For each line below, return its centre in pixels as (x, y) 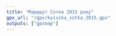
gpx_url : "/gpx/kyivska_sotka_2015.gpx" (59, 18)
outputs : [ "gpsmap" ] (33, 23)
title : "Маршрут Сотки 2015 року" (50, 12)
